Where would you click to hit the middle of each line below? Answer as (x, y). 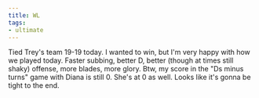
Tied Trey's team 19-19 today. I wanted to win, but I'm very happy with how (129, 53)
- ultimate (26, 30)
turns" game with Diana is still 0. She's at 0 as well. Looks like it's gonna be (129, 77)
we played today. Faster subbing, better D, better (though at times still (121, 60)
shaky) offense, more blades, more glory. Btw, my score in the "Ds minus (126, 69)
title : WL (24, 15)
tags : (17, 23)
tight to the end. (34, 85)
